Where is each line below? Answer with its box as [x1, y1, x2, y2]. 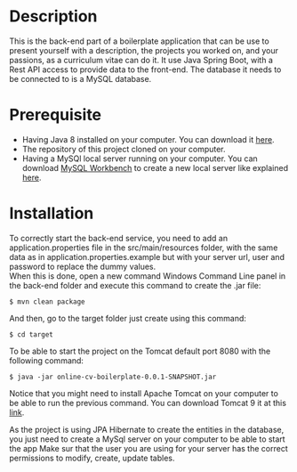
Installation [9, 203, 94, 224]
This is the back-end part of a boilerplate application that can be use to [9, 36, 269, 46]
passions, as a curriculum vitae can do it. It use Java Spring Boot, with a [9, 54, 274, 65]
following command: [9, 354, 84, 366]
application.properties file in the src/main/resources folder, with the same [9, 242, 278, 253]
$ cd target [9, 330, 53, 339]
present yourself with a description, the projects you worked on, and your [9, 45, 278, 55]
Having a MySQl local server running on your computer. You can [21, 153, 258, 164]
